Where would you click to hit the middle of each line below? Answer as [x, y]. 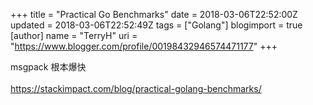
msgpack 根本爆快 [48, 67]
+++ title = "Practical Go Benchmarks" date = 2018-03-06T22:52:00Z [154, 14]
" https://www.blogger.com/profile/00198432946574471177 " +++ [144, 46]
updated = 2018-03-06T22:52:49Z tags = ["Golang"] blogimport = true [156, 25]
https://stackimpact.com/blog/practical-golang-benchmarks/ [136, 88]
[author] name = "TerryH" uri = [74, 35]
